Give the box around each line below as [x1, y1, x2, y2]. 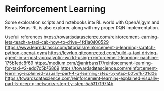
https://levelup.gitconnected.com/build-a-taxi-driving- [48, 50, 158, 55]
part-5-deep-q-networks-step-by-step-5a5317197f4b [5, 80, 114, 86]
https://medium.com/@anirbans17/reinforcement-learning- [34, 60, 153, 66]
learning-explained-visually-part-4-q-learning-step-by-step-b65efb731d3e [5, 70, 157, 76]
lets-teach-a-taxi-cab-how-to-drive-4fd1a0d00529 [5, 39, 109, 45]
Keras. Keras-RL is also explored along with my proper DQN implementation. [5, 24, 159, 30]
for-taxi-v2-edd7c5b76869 [5, 65, 60, 71]
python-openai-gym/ [5, 50, 47, 55]
